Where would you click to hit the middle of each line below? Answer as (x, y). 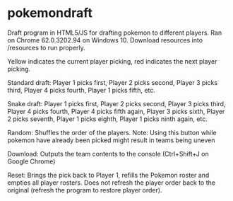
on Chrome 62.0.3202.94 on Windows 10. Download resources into (105, 40)
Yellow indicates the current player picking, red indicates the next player (112, 61)
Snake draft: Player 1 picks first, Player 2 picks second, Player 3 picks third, (116, 103)
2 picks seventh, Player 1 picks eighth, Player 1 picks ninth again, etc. (108, 119)
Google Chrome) (31, 161)
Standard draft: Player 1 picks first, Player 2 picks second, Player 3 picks (112, 82)
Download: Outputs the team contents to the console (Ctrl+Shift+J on (108, 154)
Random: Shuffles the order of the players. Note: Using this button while (112, 132)
